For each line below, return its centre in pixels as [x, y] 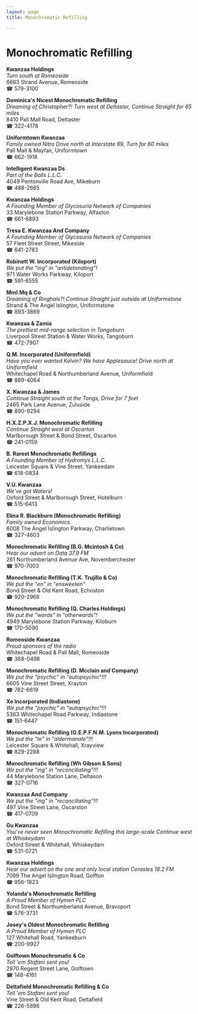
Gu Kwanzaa [22, 825]
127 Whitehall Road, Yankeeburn [46, 938]
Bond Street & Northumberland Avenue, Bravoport [69, 906]
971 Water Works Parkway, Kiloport [50, 274]
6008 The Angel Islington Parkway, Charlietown [65, 529]
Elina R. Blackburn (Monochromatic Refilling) [64, 516]
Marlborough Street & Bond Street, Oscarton [61, 436]
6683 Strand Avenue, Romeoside [47, 82]
